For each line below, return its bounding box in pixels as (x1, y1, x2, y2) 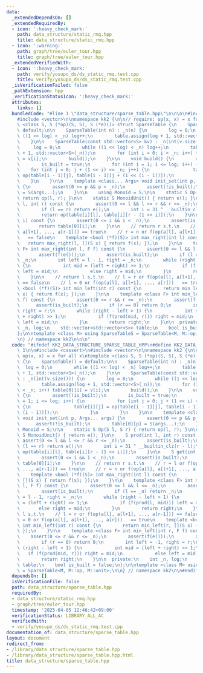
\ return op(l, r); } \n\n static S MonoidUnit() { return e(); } (17, 195, 193, 201)
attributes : (11, 99, 42, 105)
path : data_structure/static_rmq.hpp (17, 32, 112, 38)
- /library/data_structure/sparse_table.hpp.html (6, 652, 134, 658)
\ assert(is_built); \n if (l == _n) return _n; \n (17, 489, 182, 495)
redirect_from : (6, 641, 45, 647)
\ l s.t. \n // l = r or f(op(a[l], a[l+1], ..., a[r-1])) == (17, 511, 182, 517)
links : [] (17, 104, 42, 111)
